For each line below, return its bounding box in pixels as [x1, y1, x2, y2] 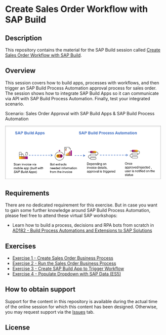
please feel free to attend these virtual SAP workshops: [5, 212, 118, 219]
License [5, 324, 30, 332]
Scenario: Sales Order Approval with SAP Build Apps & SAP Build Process [5, 110, 155, 116]
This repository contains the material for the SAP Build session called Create [5, 47, 161, 53]
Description [5, 34, 42, 42]
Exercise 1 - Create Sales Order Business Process [12, 255, 114, 261]
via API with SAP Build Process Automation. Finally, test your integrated [5, 95, 151, 101]
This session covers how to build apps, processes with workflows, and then [5, 79, 160, 85]
